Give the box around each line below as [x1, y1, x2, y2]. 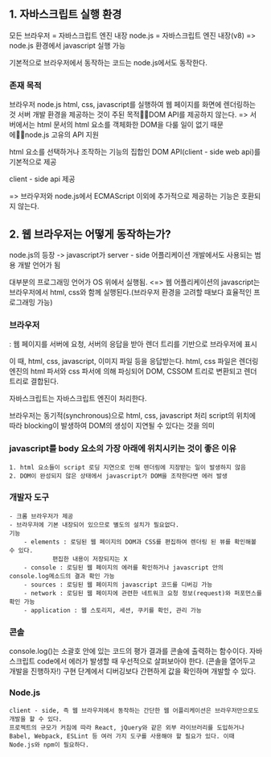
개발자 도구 [9, 492, 50, 503]
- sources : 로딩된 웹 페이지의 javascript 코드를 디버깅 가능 [23, 581, 213, 589]
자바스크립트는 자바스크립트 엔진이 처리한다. [9, 394, 147, 403]
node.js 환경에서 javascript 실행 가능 [9, 40, 126, 50]
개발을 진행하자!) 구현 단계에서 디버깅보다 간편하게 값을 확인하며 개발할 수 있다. [9, 667, 257, 676]
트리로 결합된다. [9, 377, 60, 387]
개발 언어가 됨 [17, 260, 61, 270]
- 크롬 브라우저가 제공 [9, 512, 74, 520]
